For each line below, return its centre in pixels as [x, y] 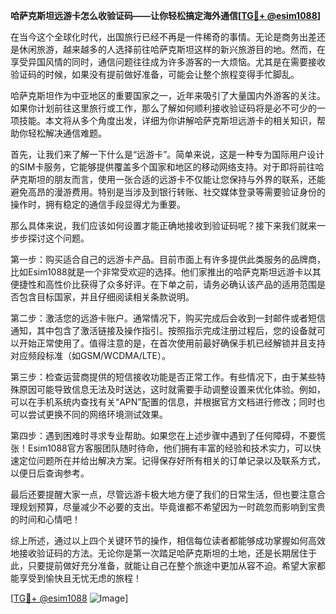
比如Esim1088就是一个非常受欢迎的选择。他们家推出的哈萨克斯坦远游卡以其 [166, 272]
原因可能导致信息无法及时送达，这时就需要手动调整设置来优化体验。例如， [172, 389]
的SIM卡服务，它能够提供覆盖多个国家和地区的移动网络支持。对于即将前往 [163, 167]
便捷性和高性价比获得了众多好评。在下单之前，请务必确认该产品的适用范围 [163, 284]
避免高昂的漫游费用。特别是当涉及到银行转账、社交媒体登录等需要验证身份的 [168, 192]
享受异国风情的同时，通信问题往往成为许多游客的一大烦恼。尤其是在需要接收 [168, 62]
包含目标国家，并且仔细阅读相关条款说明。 [106, 297]
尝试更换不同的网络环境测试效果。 [97, 414]
